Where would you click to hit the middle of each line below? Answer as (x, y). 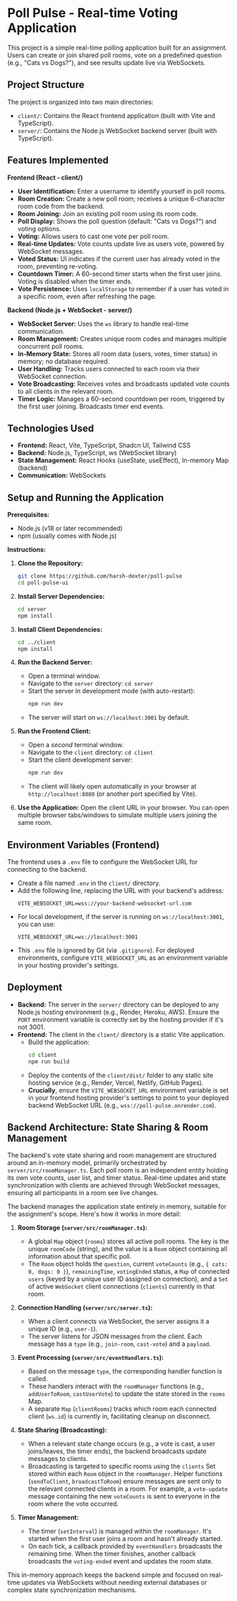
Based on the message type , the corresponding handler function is (125, 1371)
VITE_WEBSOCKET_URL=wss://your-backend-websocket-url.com (104, 903)
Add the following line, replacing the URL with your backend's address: (121, 891)
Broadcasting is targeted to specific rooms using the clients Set (122, 1466)
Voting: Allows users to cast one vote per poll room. (93, 236)
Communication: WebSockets (62, 476)
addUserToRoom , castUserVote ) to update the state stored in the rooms (127, 1394)
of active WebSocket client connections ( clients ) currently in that (121, 1286)
